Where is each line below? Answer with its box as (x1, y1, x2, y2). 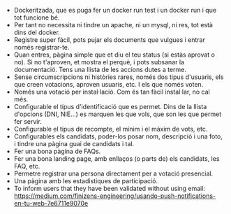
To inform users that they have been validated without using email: (13, 185, 206, 192)
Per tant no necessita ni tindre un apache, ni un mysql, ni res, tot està (13, 21, 213, 29)
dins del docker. (13, 28, 61, 36)
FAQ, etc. (13, 162, 40, 170)
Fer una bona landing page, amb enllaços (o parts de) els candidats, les (13, 155, 220, 163)
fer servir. (13, 117, 42, 125)
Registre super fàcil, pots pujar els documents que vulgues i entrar (13, 36, 206, 44)
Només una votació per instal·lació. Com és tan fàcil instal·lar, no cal (13, 87, 211, 96)
